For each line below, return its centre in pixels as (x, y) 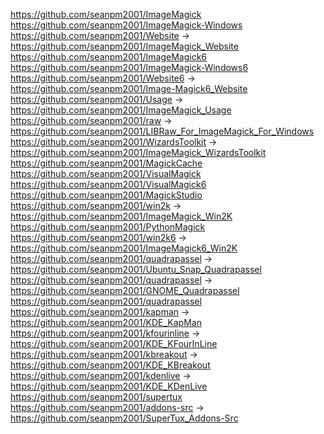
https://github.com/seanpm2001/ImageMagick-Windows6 (129, 67)
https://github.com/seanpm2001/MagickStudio (106, 195)
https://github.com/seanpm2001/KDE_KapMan (106, 322)
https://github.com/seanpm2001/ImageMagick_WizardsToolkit (138, 152)
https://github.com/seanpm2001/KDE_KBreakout (110, 365)
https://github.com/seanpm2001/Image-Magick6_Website (129, 88)
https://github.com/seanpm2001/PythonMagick (108, 227)
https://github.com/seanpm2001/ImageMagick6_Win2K (124, 248)
